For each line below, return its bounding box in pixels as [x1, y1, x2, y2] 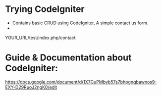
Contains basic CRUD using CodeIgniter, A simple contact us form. [12, 20, 149, 26]
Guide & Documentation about [5, 52, 132, 63]
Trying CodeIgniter [5, 3, 85, 15]
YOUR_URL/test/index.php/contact [5, 35, 76, 41]
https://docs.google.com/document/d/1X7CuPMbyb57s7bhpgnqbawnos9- [5, 79, 157, 85]
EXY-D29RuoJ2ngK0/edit [5, 84, 57, 90]
